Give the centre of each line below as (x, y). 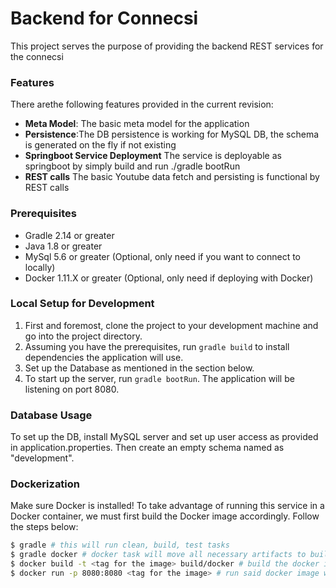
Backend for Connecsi (104, 18)
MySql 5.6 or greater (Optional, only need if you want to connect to (163, 256)
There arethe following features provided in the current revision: (142, 104)
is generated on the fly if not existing (100, 145)
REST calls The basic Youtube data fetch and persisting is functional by (172, 177)
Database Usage (51, 415)
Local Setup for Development (82, 304)
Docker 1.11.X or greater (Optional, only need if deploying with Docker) (169, 278)
